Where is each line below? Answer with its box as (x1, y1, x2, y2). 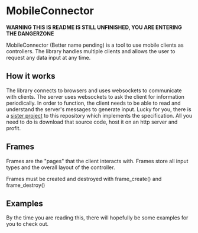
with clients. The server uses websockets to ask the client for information (6, 93, 185, 100)
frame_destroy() (6, 182, 46, 189)
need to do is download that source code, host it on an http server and (6, 118, 178, 125)
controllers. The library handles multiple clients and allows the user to (6, 47, 176, 54)
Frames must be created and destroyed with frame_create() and (6, 175, 162, 182)
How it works (6, 71, 56, 81)
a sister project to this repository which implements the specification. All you (6, 112, 193, 119)
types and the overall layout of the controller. (6, 164, 115, 171)
